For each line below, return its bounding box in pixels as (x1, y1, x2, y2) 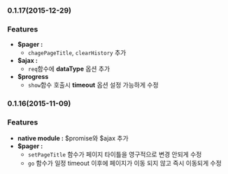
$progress (17, 73, 49, 81)
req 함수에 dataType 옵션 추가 (27, 65, 111, 73)
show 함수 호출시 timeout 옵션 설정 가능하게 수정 (27, 81, 159, 89)
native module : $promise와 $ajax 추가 (17, 134, 129, 143)
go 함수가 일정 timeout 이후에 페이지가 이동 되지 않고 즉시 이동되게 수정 (27, 159, 222, 168)
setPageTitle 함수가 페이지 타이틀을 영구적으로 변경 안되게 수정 (27, 150, 202, 159)
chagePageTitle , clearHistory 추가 (27, 48, 127, 57)
